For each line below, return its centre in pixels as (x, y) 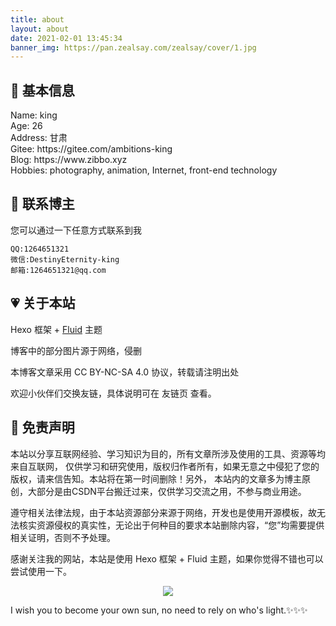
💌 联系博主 (42, 204)
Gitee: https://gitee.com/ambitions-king (91, 149)
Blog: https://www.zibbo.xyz (69, 160)
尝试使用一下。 (41, 571)
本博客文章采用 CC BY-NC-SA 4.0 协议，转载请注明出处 (125, 372)
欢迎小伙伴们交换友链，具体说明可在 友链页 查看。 (113, 393)
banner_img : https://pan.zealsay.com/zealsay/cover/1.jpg (133, 47)
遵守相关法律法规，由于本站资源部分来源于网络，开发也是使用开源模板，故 (163, 512)
